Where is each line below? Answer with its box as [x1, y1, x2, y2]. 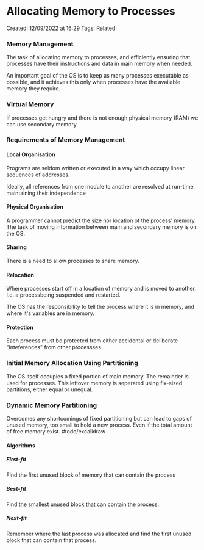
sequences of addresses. [6, 171, 70, 178]
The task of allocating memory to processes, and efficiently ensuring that [6, 54, 191, 61]
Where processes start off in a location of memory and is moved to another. [6, 285, 197, 292]
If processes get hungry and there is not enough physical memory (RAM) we [6, 114, 199, 121]
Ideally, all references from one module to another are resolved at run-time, [6, 183, 195, 190]
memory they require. [6, 85, 61, 92]
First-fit [6, 456, 26, 463]
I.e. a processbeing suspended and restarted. [6, 291, 121, 299]
